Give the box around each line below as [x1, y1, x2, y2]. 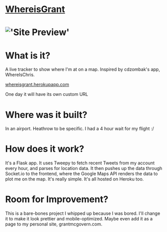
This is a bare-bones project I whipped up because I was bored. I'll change [5, 210, 160, 216]
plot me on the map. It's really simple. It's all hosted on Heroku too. [5, 176, 144, 182]
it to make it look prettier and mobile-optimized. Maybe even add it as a [5, 216, 153, 222]
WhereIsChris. [5, 72, 35, 78]
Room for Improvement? [5, 194, 109, 205]
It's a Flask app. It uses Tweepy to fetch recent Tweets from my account [5, 160, 155, 166]
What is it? [5, 49, 51, 61]
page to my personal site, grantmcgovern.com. [5, 221, 103, 227]
